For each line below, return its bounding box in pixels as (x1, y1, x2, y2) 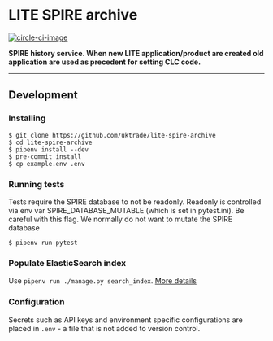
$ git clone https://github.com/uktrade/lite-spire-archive (8, 131, 217, 139)
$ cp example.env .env (8, 160, 85, 168)
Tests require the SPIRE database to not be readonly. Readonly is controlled (8, 197, 262, 207)
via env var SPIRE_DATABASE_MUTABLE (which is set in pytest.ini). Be (8, 205, 245, 215)
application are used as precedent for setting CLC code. (8, 57, 201, 67)
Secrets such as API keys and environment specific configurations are (8, 315, 244, 325)
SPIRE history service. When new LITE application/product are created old (8, 48, 264, 58)
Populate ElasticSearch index (8, 257, 127, 269)
